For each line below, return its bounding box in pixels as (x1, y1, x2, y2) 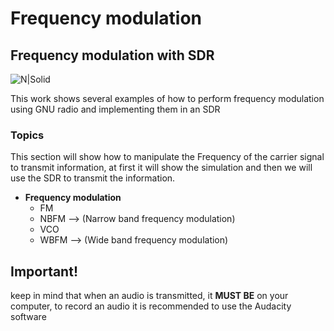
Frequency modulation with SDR (10, 47, 215, 64)
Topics (10, 128, 45, 142)
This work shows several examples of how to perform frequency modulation (10, 93, 325, 104)
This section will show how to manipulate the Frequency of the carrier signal (10, 151, 325, 163)
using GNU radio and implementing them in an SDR (10, 103, 221, 115)
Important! (10, 263, 78, 280)
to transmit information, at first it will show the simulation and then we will (10, 162, 313, 174)
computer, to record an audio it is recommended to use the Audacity (10, 300, 292, 312)
